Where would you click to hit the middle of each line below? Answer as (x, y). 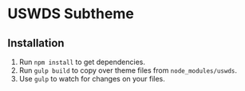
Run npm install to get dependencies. (82, 62)
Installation (36, 43)
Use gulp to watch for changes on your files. (92, 79)
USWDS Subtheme (71, 14)
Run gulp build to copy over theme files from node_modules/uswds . (128, 70)
